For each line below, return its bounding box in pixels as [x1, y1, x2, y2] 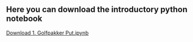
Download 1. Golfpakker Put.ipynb [6, 29, 89, 36]
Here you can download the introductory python [6, 5, 188, 15]
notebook [6, 14, 43, 24]
